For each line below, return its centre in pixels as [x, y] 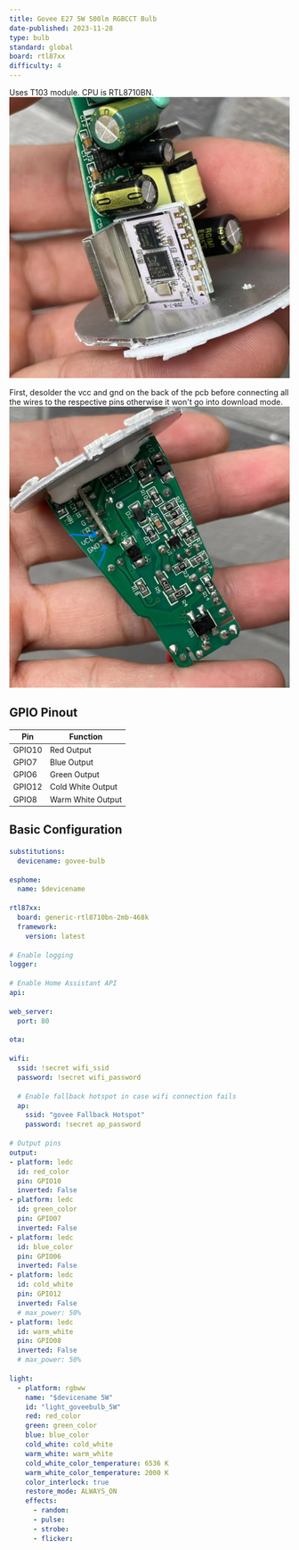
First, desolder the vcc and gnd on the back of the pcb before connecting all [149, 392]
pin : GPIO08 [40, 1341]
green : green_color [61, 1426]
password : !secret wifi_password [79, 1077]
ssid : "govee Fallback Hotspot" [85, 1115]
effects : [41, 1501]
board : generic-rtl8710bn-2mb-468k [83, 917]
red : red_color [53, 1416]
